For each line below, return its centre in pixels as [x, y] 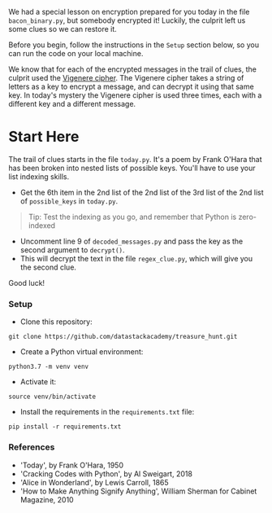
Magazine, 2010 [47, 499]
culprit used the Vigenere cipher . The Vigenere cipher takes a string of [126, 78]
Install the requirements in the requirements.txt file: [107, 412]
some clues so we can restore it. [63, 29]
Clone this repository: [56, 322]
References [32, 447]
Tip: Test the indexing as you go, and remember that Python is [132, 217]
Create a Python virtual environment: [82, 352]
